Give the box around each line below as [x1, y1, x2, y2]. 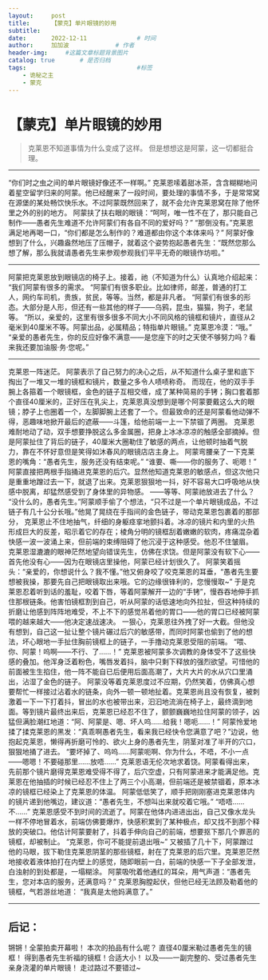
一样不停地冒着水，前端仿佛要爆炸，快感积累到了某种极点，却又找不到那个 [8, 817, 253, 826]
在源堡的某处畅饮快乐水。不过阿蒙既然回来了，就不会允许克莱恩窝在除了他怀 [8, 198, 260, 208]
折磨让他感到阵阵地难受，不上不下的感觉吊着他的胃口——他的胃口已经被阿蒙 [8, 607, 260, 617]
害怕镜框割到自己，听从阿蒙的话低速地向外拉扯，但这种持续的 [57, 597, 260, 606]
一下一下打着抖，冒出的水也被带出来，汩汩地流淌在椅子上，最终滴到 [22, 697, 246, 706]
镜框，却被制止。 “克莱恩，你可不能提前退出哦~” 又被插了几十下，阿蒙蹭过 [8, 837, 254, 846]
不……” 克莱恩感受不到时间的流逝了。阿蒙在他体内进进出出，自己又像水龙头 [8, 807, 256, 817]
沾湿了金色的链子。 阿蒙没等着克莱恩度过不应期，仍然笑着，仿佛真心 [22, 677, 248, 686]
